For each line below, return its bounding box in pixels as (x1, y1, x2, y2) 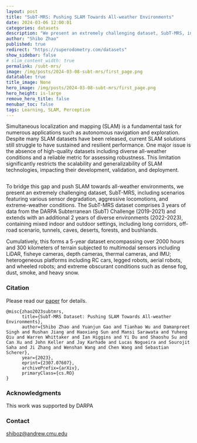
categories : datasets (6, 25, 59, 31)
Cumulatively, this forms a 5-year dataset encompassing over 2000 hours (6, 238, 185, 245)
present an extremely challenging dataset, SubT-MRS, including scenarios (6, 189, 185, 197)
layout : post (6, 8, 38, 15)
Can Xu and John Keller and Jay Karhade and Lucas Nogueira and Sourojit (6, 339, 191, 345)
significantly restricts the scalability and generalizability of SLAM (6, 160, 162, 167)
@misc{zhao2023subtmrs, (6, 309, 64, 315)
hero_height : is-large (6, 90, 62, 96)
